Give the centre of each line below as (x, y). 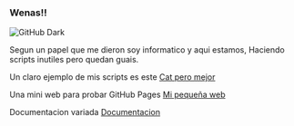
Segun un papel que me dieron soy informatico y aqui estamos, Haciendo (147, 50)
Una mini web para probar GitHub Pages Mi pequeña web (117, 95)
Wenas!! (28, 13)
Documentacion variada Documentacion (85, 112)
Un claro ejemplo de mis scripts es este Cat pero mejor (112, 77)
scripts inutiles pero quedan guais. (74, 60)
